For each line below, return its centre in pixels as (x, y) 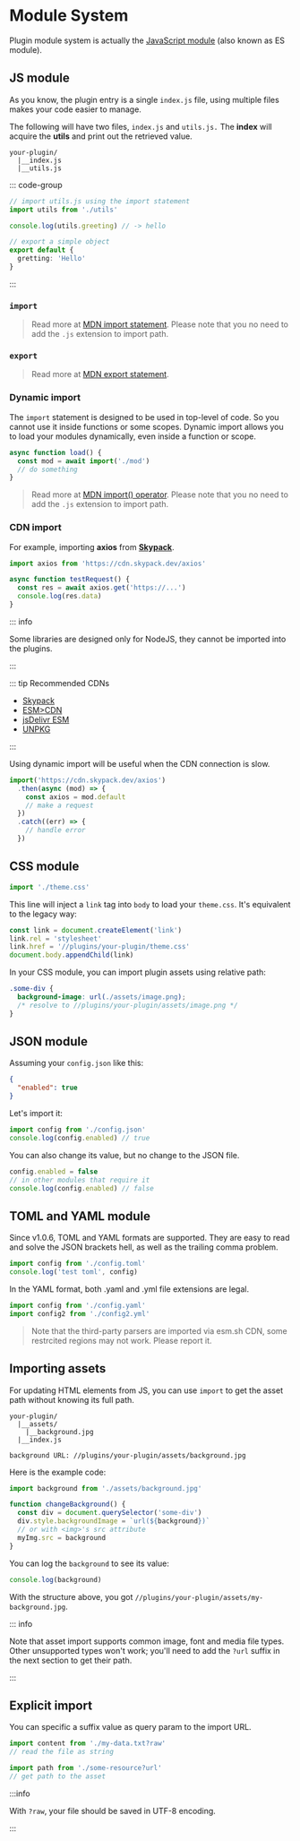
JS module (39, 78)
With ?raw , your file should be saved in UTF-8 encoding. (113, 1811)
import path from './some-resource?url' (86, 1768)
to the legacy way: (43, 914)
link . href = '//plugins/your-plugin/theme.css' (100, 947)
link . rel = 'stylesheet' (56, 938)
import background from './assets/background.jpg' (106, 1488)
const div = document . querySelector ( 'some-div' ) (110, 1513)
